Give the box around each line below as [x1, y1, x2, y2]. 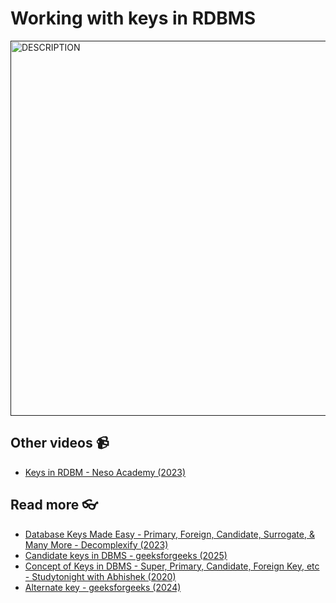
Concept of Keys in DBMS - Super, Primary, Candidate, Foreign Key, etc [24, 560, 320, 572]
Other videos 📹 [10, 435, 110, 452]
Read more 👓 [10, 497, 98, 514]
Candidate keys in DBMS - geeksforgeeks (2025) [24, 549, 228, 561]
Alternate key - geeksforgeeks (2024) [24, 581, 182, 593]
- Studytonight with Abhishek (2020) [24, 570, 177, 582]
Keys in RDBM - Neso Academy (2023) [24, 466, 187, 478]
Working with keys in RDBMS [10, 7, 257, 30]
